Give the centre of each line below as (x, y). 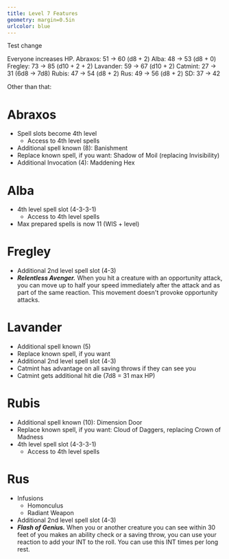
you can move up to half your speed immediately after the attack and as (119, 285)
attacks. (28, 300)
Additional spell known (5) (54, 346)
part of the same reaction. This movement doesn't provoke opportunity (117, 293)
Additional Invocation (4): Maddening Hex (76, 163)
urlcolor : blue (29, 26)
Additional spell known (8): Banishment (72, 148)
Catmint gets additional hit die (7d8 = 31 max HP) (86, 376)
